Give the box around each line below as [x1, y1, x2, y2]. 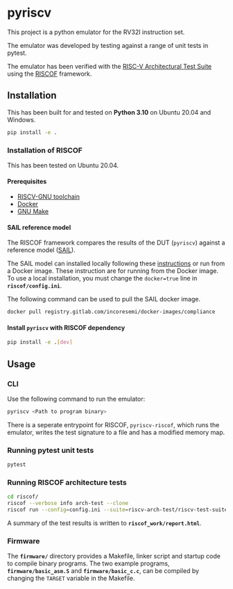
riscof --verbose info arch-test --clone [7, 500, 129, 507]
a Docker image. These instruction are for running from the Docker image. [7, 267, 218, 275]
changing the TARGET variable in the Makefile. [7, 574, 135, 583]
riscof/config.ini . [7, 281, 62, 290]
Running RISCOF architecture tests [7, 477, 127, 487]
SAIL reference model [7, 223, 71, 231]
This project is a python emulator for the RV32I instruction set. [7, 28, 185, 36]
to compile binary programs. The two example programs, [7, 559, 170, 567]
